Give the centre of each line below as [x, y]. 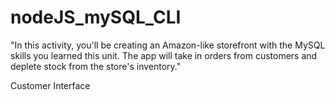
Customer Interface [50, 85]
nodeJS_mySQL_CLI [96, 17]
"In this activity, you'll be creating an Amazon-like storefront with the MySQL [168, 45]
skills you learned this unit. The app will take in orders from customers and [164, 55]
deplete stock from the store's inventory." [96, 66]
